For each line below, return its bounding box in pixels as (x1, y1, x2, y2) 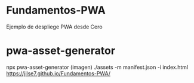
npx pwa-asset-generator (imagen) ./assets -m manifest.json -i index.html (6, 63, 189, 71)
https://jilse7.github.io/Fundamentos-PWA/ (6, 69, 111, 77)
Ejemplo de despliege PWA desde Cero (6, 23, 103, 30)
